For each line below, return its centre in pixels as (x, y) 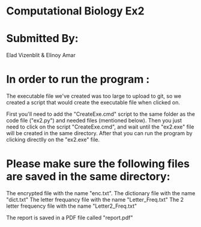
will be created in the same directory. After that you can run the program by (100, 133)
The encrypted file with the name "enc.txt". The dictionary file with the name (101, 193)
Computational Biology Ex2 (76, 11)
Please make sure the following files (98, 164)
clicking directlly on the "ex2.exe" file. (53, 140)
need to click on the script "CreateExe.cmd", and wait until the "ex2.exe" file (100, 127)
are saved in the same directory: (88, 177)
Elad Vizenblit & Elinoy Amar (41, 55)
